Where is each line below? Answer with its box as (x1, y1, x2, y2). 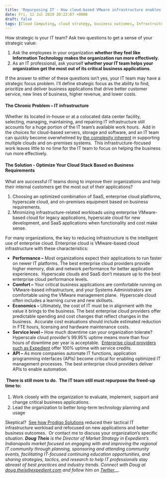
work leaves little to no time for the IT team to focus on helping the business (5, 145, 161, 151)
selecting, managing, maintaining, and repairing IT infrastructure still (5, 119, 145, 125)
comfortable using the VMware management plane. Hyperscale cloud (12, 292, 157, 298)
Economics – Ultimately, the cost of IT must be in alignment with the (12, 302, 153, 309)
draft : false (5, 16, 32, 21)
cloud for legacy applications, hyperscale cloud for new (26, 215, 141, 221)
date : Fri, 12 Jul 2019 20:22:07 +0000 (5, 12, 88, 17)
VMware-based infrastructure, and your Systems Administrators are (12, 287, 152, 293)
